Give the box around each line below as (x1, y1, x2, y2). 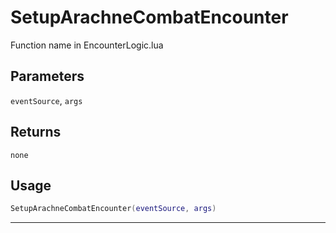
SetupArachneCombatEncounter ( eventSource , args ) (10, 204, 217, 214)
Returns (10, 124, 62, 141)
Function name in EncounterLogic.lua (10, 39, 164, 51)
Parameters (10, 68, 85, 85)
